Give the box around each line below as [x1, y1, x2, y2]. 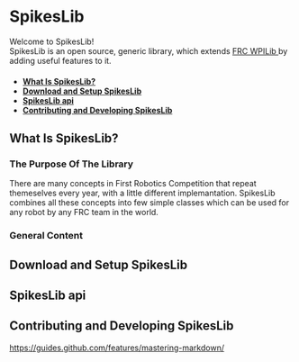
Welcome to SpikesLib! [9, 36, 95, 47]
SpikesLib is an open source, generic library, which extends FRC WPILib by [9, 45, 288, 56]
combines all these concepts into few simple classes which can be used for [9, 197, 290, 208]
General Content [9, 230, 84, 242]
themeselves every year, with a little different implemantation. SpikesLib [9, 187, 276, 199]
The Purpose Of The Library [9, 158, 133, 170]
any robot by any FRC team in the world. [9, 207, 159, 218]
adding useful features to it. [9, 55, 112, 66]
